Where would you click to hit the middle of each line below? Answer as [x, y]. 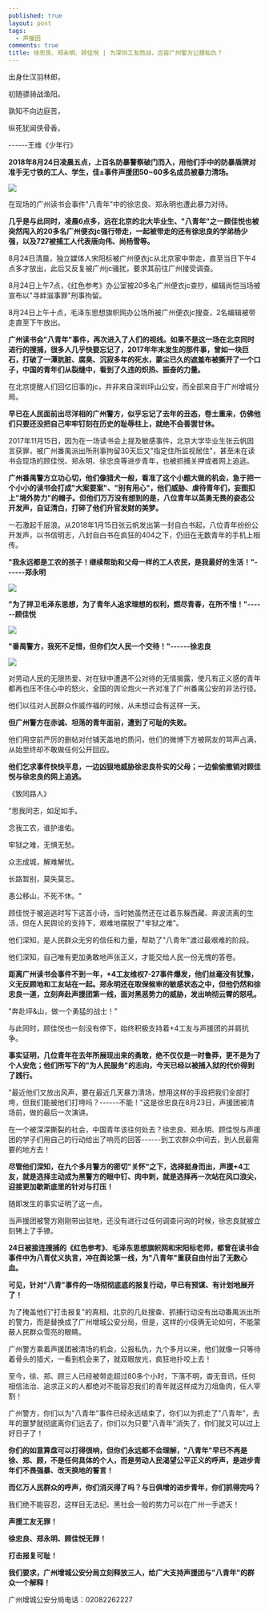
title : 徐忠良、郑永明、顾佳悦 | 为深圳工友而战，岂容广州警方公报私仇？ [116, 53]
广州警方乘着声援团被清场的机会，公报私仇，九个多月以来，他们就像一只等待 [134, 1349]
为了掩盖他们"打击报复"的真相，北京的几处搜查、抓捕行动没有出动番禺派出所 [134, 1312]
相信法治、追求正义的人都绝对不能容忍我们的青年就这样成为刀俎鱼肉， [124, 1386]
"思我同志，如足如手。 [45, 810]
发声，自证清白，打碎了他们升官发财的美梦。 [88, 508]
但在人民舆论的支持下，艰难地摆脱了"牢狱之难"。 [103, 923]
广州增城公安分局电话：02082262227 [71, 1600]
